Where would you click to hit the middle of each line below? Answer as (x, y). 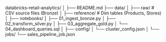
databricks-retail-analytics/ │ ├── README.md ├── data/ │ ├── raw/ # (80, 8)
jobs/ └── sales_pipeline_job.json (40, 34)
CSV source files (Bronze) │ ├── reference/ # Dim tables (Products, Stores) (83, 13)
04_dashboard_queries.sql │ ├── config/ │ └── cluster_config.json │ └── (82, 29)
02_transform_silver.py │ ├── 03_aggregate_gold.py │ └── (67, 23)
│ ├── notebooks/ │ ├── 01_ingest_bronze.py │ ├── (60, 18)
